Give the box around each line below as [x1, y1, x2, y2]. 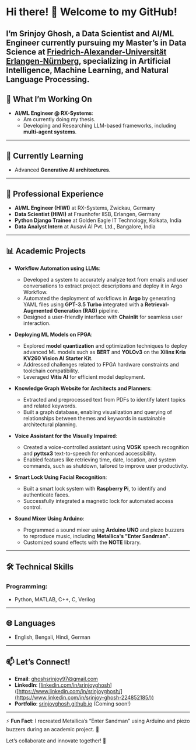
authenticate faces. [23, 491, 70, 498]
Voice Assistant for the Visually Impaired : [14, 432, 118, 439]
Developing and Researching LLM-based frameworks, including [23, 122, 177, 129]
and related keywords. [23, 402, 77, 409]
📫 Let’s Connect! [6, 657, 71, 667]
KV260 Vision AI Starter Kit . [23, 354, 93, 362]
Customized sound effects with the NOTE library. [23, 539, 141, 546]
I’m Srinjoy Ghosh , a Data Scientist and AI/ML [6, 29, 174, 39]
